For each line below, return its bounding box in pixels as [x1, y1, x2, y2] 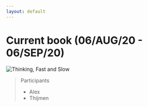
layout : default [6, 8, 46, 15]
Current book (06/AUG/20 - [6, 33, 143, 47]
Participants [20, 77, 50, 84]
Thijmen [29, 94, 49, 101]
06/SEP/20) [6, 46, 65, 59]
